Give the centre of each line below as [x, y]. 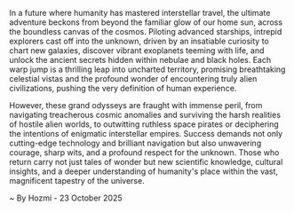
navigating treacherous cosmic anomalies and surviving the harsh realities [145, 115]
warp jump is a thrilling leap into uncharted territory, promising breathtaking [147, 69]
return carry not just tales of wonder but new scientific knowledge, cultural [146, 162]
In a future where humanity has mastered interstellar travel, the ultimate [140, 13]
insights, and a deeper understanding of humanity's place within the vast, [143, 171]
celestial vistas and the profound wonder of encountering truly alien [133, 79]
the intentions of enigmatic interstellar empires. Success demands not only [146, 133]
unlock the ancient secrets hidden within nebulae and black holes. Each [140, 60]
